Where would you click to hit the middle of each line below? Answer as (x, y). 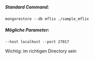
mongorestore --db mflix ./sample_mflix (47, 19)
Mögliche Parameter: (27, 30)
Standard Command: (27, 7)
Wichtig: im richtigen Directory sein (41, 51)
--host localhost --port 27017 (37, 42)
